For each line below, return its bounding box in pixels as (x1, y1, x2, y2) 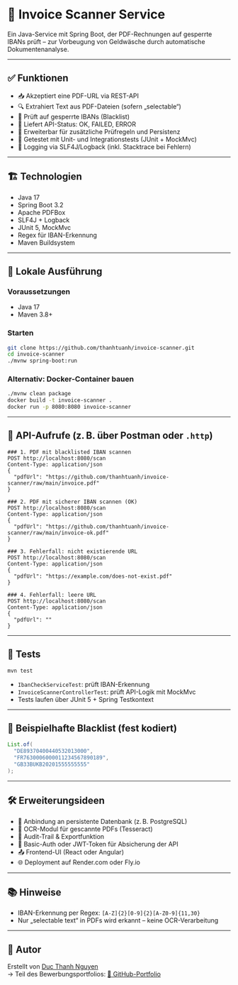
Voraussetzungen (7, 287, 71, 297)
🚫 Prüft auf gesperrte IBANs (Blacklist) (17, 112, 130, 121)
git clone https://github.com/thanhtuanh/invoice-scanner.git (7, 344, 195, 351)
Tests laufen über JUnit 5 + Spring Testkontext (17, 695, 154, 703)
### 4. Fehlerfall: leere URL (7, 591, 97, 598)
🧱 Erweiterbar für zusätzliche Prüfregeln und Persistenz (17, 127, 181, 136)
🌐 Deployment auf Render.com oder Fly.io (17, 858, 140, 866)
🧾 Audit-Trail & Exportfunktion (17, 832, 105, 840)
